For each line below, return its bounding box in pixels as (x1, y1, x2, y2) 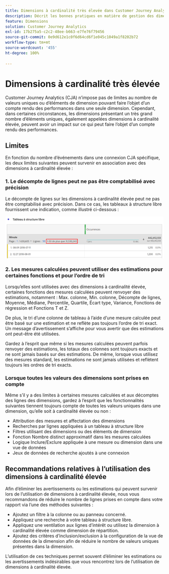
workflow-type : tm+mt (5, 40, 51, 45)
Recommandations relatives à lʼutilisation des (5, 464, 151, 473)
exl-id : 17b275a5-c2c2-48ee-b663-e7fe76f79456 (5, 29, 105, 35)
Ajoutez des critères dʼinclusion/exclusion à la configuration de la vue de (12, 533, 163, 539)
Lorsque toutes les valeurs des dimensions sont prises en (5, 374, 149, 381)
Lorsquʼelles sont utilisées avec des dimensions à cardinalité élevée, (5, 283, 147, 290)
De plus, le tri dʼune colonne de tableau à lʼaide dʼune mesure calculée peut (5, 315, 161, 321)
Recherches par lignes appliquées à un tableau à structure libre (12, 423, 144, 429)
